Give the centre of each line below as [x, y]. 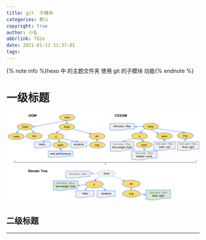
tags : [13, 52]
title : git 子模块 [30, 13]
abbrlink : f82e [26, 39]
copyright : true [27, 26]
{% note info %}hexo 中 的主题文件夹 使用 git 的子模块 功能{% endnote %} [100, 71]
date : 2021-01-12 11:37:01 [41, 45]
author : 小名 [22, 33]
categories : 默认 [28, 19]
